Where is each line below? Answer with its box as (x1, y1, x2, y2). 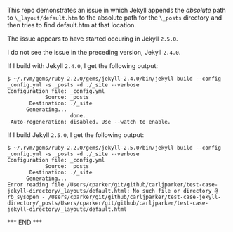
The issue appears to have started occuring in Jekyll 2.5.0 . (7, 34, 178, 43)
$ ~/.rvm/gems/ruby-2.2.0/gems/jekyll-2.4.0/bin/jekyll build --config (7, 75, 221, 82)
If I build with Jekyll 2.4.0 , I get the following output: (7, 62, 158, 70)
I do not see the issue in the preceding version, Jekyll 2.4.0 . (7, 49, 181, 56)
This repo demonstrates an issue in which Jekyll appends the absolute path (7, 6, 226, 14)
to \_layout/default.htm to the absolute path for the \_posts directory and (7, 13, 222, 22)
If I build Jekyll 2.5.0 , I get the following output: (7, 131, 145, 139)
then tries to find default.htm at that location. (7, 21, 137, 29)
